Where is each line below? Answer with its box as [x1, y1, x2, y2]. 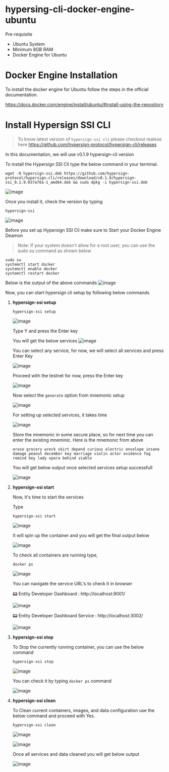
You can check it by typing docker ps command [12, 678, 112, 684]
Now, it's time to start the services [12, 494, 84, 500]
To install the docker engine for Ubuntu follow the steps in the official [5, 86, 149, 92]
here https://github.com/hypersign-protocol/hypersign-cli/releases [17, 141, 157, 148]
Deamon [5, 232, 23, 238]
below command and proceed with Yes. [12, 713, 95, 719]
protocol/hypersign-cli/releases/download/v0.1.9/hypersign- [5, 175, 137, 181]
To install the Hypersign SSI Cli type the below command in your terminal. [5, 161, 158, 167]
